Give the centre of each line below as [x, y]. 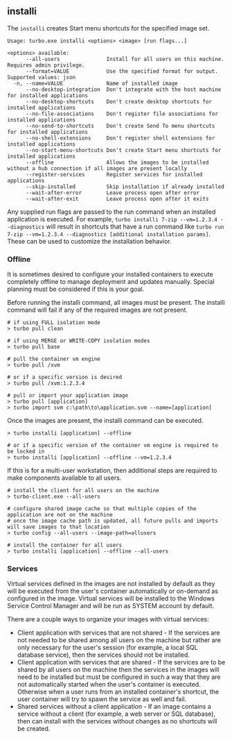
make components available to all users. [64, 478]
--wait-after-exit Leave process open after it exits [117, 199]
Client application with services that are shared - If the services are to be [121, 662]
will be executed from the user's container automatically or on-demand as [113, 591]
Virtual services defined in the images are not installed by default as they [111, 584]
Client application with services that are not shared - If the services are [118, 633]
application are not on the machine [60, 515]
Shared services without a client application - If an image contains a [114, 707]
